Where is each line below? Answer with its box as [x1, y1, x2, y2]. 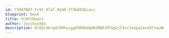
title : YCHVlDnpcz [5, 16, 44, 21]
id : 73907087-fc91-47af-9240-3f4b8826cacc [5, 7, 96, 12]
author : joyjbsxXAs [5, 21, 46, 26]
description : [5, 26, 33, 31]
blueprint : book [5, 12, 39, 17]
